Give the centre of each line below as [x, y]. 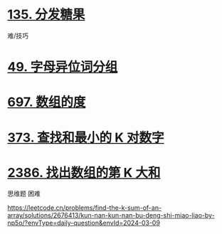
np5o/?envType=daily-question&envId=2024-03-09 [84, 223]
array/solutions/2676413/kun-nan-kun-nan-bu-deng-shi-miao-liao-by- [111, 216]
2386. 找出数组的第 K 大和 [84, 172]
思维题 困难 [24, 193]
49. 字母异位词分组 [63, 67]
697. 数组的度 [47, 102]
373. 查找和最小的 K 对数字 [86, 138]
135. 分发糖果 [46, 15]
